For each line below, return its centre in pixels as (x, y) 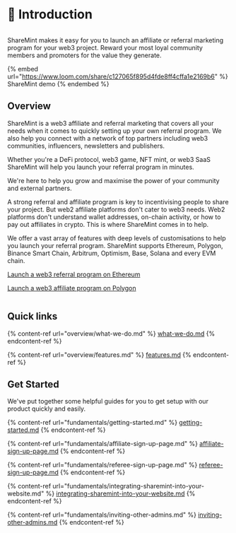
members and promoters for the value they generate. (84, 55)
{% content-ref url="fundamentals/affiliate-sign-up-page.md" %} (102, 444)
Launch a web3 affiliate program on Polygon (72, 288)
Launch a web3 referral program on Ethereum (74, 274)
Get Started (33, 384)
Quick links (33, 316)
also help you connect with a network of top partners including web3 (108, 138)
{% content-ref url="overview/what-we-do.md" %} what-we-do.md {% (111, 333)
